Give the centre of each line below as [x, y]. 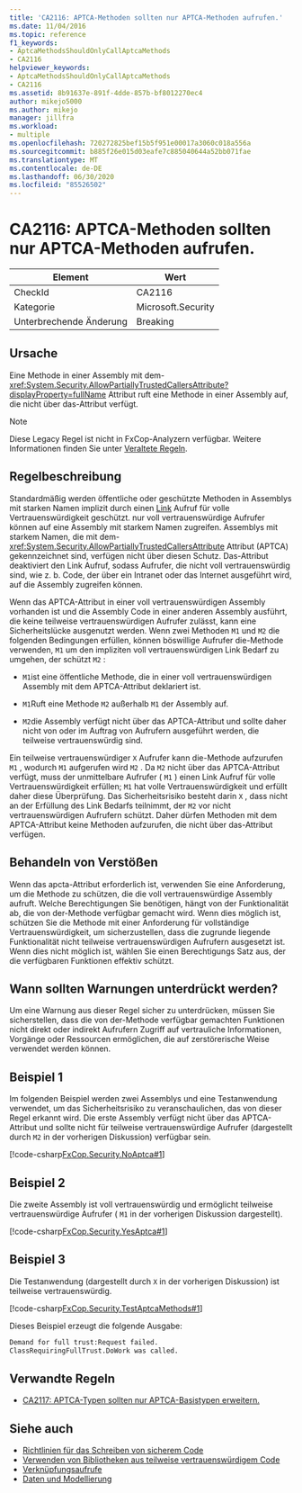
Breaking [155, 322]
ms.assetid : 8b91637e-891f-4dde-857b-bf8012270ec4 [106, 93]
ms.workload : [34, 127]
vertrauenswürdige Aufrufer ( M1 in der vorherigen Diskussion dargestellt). [146, 1214]
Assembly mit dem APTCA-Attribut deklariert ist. [111, 686]
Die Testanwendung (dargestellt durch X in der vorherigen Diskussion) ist [145, 1281]
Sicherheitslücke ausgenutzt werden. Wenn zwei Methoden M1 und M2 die [145, 630]
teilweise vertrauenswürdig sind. [83, 740]
